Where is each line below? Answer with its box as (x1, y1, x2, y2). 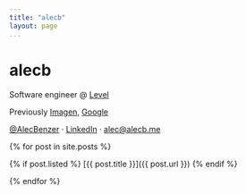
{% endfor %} (9, 176, 61, 187)
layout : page (9, 21, 58, 30)
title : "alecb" (9, 13, 66, 22)
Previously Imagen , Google (9, 106, 109, 117)
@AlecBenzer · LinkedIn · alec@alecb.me (9, 124, 161, 135)
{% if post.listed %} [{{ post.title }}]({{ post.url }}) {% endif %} (9, 158, 239, 170)
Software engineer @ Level (9, 89, 109, 100)
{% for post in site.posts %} (9, 141, 112, 152)
